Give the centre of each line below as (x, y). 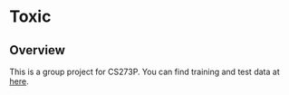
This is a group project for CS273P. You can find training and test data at (144, 71)
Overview (38, 50)
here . (19, 81)
